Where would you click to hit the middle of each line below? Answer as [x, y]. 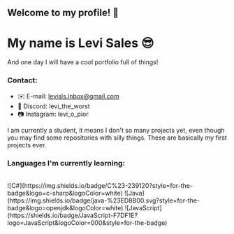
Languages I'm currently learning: [66, 163]
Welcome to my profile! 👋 [63, 13]
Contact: [22, 80]
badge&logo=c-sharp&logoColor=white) [65, 193]
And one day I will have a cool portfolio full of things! [83, 62]
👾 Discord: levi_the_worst [53, 106]
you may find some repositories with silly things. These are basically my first [117, 138]
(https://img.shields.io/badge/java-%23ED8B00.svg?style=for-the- [104, 200]
